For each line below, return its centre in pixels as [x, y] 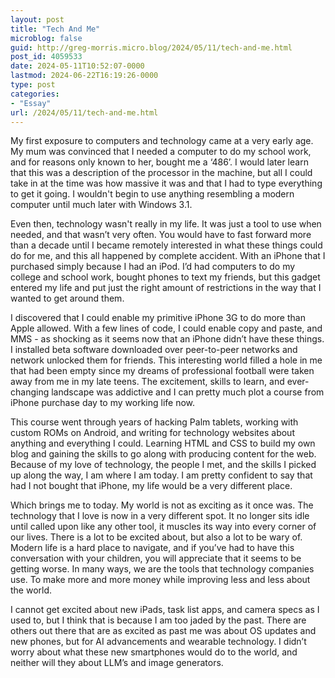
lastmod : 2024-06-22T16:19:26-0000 [84, 76]
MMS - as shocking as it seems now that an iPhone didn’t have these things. [167, 339]
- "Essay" [31, 103]
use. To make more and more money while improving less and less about [160, 580]
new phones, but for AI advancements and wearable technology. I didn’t [158, 642]
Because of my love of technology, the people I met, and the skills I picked [163, 465]
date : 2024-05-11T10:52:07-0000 [77, 66]
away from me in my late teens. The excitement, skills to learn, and [147, 382]
